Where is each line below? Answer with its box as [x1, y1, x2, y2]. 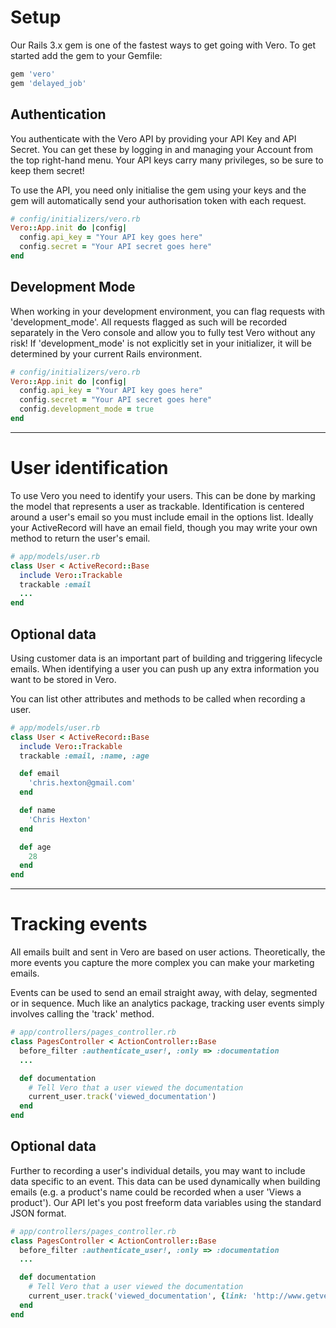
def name [19, 806, 56, 816]
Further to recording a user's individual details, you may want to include [10, 1164, 306, 1176]
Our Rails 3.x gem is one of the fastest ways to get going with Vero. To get [10, 39, 316, 51]
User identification [10, 457, 169, 480]
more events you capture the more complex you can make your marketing [10, 957, 315, 969]
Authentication [10, 106, 107, 123]
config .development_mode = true [19, 404, 155, 415]
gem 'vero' [10, 69, 56, 79]
